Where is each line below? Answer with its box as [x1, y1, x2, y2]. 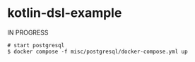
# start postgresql [7, 42, 65, 49]
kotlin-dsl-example [7, 5, 122, 21]
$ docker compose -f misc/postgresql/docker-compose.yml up [7, 48, 189, 55]
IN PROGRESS [7, 28, 49, 37]
